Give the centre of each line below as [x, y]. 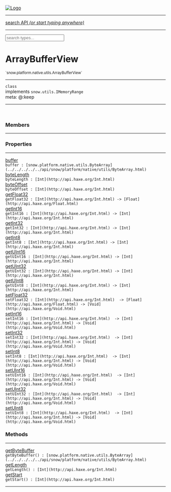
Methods [17, 434]
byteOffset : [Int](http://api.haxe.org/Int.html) [60, 189]
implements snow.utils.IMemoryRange [44, 91]
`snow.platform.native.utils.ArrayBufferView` [44, 73]
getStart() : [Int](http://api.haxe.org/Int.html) [60, 479]
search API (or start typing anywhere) [45, 22]
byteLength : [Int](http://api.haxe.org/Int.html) [60, 179]
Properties [19, 144]
